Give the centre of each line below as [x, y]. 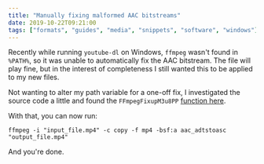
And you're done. [36, 152]
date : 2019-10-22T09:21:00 [52, 23]
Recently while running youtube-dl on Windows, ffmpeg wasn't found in [123, 53]
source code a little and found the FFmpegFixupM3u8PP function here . [117, 101]
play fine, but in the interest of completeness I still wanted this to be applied [130, 69]
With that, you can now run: [53, 116]
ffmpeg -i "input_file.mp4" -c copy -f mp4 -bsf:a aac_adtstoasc [117, 130]
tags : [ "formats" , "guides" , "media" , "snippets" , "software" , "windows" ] [133, 30]
